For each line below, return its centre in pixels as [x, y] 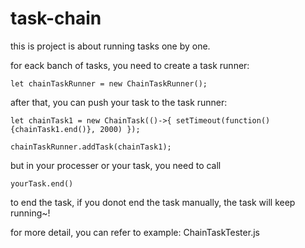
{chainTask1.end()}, [53, 129]
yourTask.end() [42, 183]
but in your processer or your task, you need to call [116, 165]
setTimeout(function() [223, 120]
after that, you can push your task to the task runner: [119, 102]
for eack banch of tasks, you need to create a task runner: [130, 65]
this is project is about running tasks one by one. [110, 46]
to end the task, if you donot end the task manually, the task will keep [153, 202]
